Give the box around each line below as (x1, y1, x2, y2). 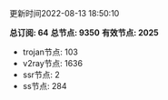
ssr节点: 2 (22, 69, 61, 80)
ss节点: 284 (22, 81, 67, 91)
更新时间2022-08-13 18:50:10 (9, 8, 120, 18)
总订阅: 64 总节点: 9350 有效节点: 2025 (9, 27, 159, 38)
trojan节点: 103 (22, 46, 79, 57)
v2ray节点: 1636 (22, 58, 84, 68)
